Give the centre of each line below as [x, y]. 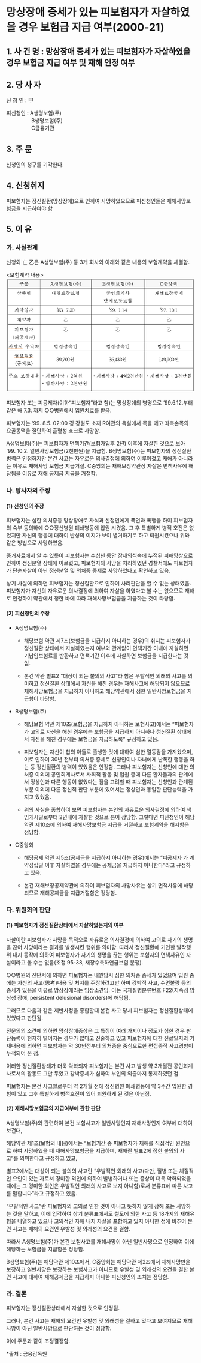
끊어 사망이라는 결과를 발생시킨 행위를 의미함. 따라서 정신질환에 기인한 [94, 947]
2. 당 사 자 [24, 85]
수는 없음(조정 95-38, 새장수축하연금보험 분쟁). [88, 962]
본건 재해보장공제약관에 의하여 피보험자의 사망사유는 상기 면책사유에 [103, 885]
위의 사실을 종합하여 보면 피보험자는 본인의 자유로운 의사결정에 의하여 [104, 809]
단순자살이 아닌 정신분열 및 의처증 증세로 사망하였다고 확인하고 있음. [91, 570]
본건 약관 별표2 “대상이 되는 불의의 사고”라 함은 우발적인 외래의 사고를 [105, 675]
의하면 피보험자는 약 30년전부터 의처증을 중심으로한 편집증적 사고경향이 [110, 1045]
